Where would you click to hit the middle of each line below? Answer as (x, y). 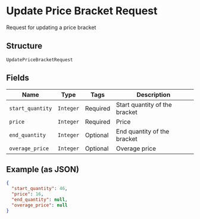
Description (154, 94)
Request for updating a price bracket (51, 27)
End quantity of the (143, 131)
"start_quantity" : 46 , (40, 189)
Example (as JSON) (43, 169)
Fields (18, 78)
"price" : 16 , (28, 194)
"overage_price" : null (40, 205)
